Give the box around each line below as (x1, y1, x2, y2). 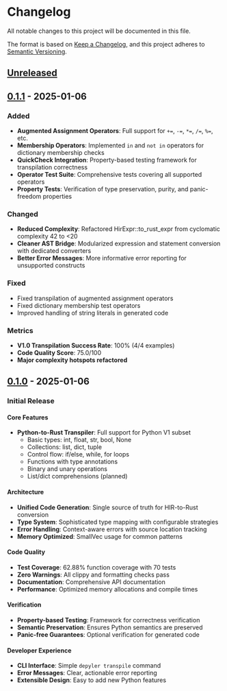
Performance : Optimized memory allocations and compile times (16, 585, 198, 593)
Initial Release (7, 396, 55, 406)
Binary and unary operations (27, 465, 108, 473)
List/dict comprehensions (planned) (27, 472, 128, 481)
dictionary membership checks (16, 149, 105, 157)
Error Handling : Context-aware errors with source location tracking (16, 525, 207, 533)
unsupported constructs (16, 261, 85, 269)
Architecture (7, 488, 44, 496)
